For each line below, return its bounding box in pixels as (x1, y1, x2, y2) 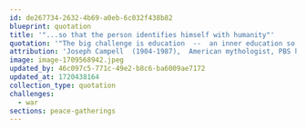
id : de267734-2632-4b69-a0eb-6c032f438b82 (9, 13, 173, 23)
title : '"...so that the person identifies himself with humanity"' (9, 30, 275, 39)
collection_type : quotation (9, 81, 117, 90)
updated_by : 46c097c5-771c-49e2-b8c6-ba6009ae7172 (9, 64, 206, 74)
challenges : (9, 89, 55, 98)
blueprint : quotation (9, 22, 92, 31)
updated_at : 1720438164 (9, 73, 100, 82)
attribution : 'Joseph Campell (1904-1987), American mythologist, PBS (9, 47, 291, 56)
